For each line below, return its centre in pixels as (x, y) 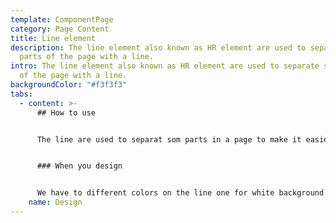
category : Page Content (60, 29)
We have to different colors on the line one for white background (180, 193)
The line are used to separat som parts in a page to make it (169, 139)
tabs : (21, 94)
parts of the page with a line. (87, 57)
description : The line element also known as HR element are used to (158, 47)
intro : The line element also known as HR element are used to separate (165, 66)
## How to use (66, 112)
